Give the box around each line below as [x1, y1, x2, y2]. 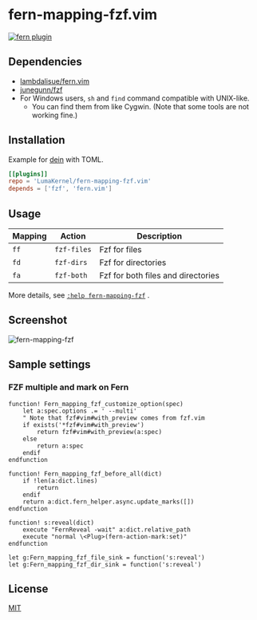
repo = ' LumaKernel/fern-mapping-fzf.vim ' [8, 177, 152, 185]
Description [136, 231, 182, 241]
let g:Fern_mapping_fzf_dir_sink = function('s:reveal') [8, 560, 202, 568]
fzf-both [54, 271, 88, 280]
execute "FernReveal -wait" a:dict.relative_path [22, 525, 192, 534]
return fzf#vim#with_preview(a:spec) [37, 428, 162, 436]
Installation [8, 133, 65, 147]
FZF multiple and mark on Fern [8, 381, 129, 393]
